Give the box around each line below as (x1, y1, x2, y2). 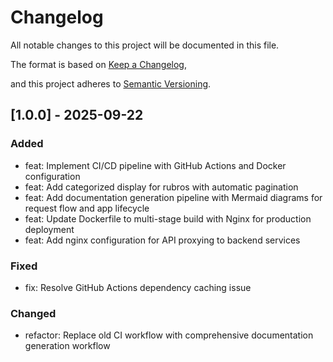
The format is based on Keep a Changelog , (10, 58, 187, 70)
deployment (24, 223, 75, 235)
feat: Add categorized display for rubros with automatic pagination (24, 181, 299, 193)
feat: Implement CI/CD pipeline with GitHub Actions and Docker (24, 159, 287, 171)
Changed (10, 306, 57, 320)
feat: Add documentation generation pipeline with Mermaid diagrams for (24, 191, 323, 203)
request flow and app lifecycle (24, 202, 150, 214)
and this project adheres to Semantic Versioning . (10, 77, 212, 90)
